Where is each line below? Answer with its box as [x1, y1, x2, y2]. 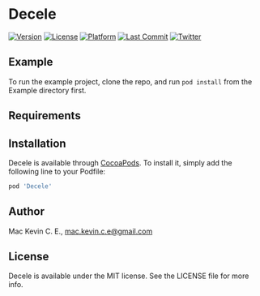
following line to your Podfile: [8, 166, 106, 176]
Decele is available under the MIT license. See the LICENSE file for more [8, 271, 249, 281]
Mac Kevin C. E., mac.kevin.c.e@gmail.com [8, 226, 153, 236]
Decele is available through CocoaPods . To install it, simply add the [8, 157, 232, 167]
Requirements [8, 109, 81, 122]
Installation [8, 136, 66, 150]
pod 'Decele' [8, 182, 53, 191]
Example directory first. [8, 85, 87, 95]
